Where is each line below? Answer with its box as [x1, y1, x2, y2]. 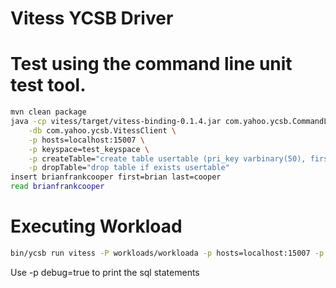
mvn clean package [10, 107, 87, 117]
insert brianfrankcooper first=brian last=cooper [10, 172, 222, 182]
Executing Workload [10, 215, 183, 238]
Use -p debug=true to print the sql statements [10, 266, 200, 278]
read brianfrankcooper [10, 182, 105, 192]
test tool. [10, 74, 87, 97]
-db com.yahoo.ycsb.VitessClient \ [28, 125, 177, 136]
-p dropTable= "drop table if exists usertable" [28, 163, 230, 173]
